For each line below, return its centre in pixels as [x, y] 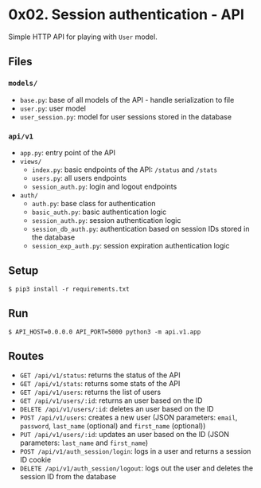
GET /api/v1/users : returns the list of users [90, 392]
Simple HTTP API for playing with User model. [83, 37]
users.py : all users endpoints [79, 178]
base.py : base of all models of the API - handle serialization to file [127, 100]
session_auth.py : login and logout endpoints [104, 186]
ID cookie [35, 460]
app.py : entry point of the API [68, 152]
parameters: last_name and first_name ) [84, 443]
